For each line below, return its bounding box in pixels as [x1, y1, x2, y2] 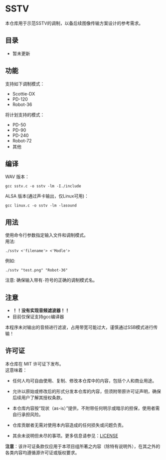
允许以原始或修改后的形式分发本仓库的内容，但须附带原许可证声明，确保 [12, 388, 161, 394]
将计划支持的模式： [5, 111, 45, 117]
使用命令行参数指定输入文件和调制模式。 [5, 232, 88, 238]
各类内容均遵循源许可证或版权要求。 [5, 449, 80, 455]
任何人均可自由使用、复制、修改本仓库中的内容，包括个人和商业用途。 [12, 377, 157, 383]
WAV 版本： [5, 173, 30, 180]
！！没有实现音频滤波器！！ [12, 307, 70, 313]
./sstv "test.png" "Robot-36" [5, 268, 68, 273]
